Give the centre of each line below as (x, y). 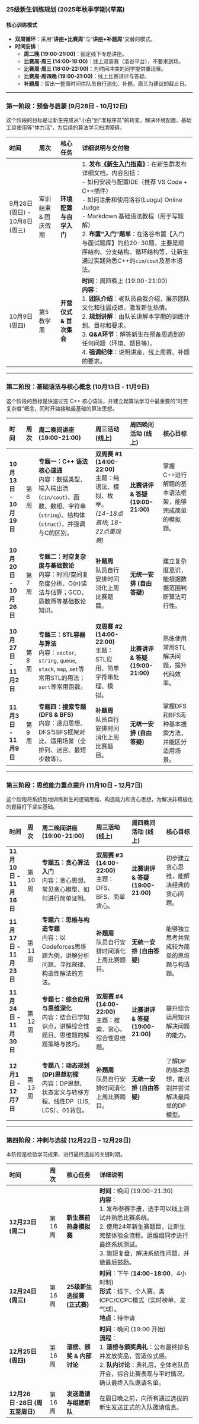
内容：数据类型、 (62, 479)
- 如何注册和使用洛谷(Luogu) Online (132, 200)
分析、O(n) (65, 583)
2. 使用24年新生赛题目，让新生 (142, 1227)
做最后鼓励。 (117, 1262)
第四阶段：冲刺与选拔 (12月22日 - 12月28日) (69, 1140)
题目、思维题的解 (66, 1035)
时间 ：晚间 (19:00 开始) (132, 1329)
